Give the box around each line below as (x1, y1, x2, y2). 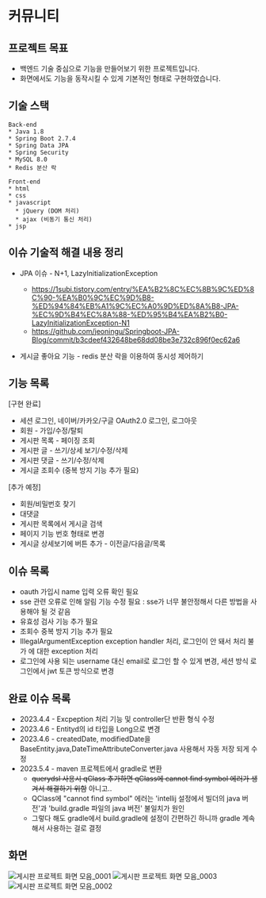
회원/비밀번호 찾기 (19, 499, 76, 508)
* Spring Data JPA (8, 141, 69, 149)
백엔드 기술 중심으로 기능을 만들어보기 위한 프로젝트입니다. (19, 64, 200, 73)
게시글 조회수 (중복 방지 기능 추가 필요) (19, 466, 139, 475)
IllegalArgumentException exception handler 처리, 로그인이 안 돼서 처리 (19, 636, 246, 647)
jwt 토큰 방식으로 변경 (47, 666, 115, 676)
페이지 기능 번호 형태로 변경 (19, 529, 105, 539)
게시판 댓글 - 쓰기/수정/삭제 (19, 455, 104, 465)
